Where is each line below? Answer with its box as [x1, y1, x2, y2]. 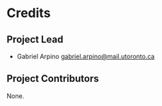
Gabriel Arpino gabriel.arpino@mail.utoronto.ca [16, 52, 155, 60]
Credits [6, 5, 51, 21]
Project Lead [6, 33, 64, 46]
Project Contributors [6, 73, 100, 85]
